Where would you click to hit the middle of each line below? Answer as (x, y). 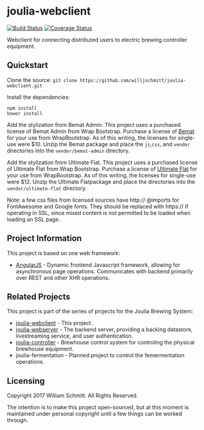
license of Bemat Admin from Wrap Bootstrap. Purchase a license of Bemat (101, 131)
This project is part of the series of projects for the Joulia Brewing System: (100, 312)
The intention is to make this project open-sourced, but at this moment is (98, 408)
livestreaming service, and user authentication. (74, 336)
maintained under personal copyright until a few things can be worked (95, 414)
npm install (22, 108)
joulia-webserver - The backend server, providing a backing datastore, (104, 330)
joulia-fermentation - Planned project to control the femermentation (100, 355)
